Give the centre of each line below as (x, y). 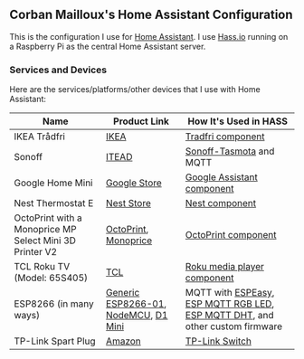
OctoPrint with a (48, 218)
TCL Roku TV (42, 267)
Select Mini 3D (45, 241)
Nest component (221, 203)
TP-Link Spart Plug (55, 341)
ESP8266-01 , (136, 304)
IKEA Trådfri (40, 137)
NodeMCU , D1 (137, 316)
